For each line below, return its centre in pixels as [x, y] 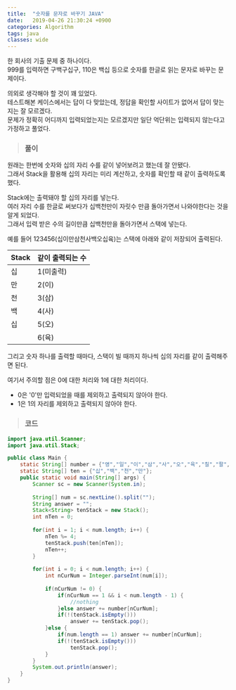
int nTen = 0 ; [53, 517]
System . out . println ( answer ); [75, 667]
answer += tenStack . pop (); [110, 622]
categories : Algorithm [40, 27]
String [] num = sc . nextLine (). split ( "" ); [94, 497]
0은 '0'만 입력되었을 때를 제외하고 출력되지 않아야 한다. [92, 395]
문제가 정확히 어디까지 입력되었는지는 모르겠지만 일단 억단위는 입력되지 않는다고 [116, 120]
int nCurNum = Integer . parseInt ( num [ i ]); [106, 576]
